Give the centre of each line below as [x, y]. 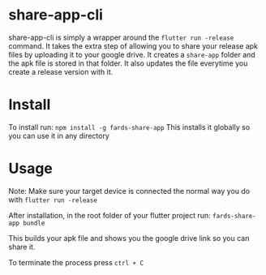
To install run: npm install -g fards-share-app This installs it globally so [129, 127]
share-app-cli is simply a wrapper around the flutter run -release [121, 37]
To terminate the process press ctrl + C [76, 262]
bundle [34, 223]
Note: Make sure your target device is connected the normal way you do [129, 191]
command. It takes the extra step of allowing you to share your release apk [133, 45]
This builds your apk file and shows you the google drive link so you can [129, 238]
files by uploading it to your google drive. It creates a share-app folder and [132, 54]
